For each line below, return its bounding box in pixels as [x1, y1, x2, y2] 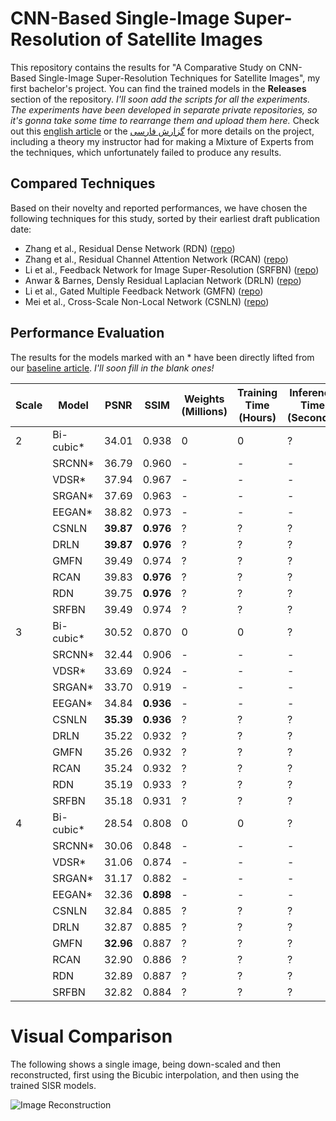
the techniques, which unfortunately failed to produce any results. [10, 146, 282, 158]
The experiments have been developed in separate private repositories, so [10, 103, 318, 116]
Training [237, 385, 278, 399]
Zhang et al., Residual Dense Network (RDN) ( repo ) [24, 242, 236, 254]
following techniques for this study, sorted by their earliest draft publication [10, 212, 321, 224]
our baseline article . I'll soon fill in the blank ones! [10, 362, 215, 374]
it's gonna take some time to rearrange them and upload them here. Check [10, 114, 320, 126]
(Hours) [238, 410, 277, 424]
